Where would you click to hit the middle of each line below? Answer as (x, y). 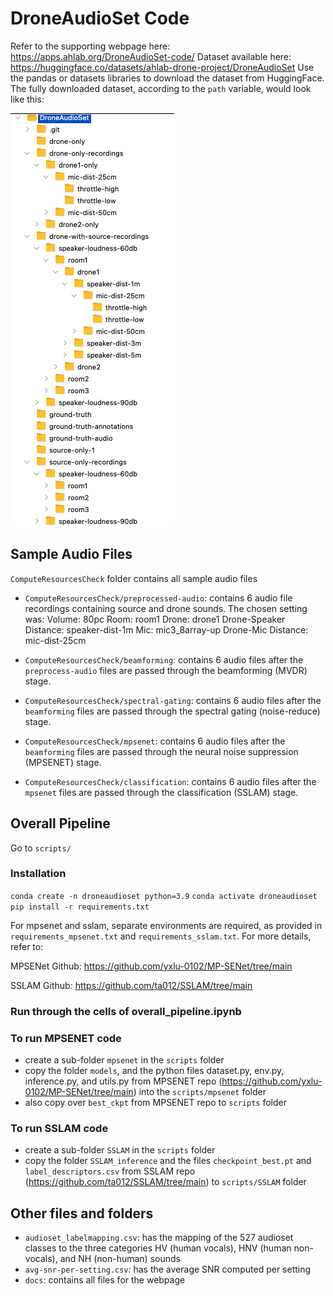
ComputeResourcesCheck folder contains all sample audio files (134, 578)
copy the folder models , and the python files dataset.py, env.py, (154, 1071)
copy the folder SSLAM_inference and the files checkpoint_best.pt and (168, 1161)
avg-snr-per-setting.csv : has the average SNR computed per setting (168, 1269)
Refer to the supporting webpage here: (90, 46)
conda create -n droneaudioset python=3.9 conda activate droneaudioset (164, 896)
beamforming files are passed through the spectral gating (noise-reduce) (172, 711)
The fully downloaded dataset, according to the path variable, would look (161, 88)
